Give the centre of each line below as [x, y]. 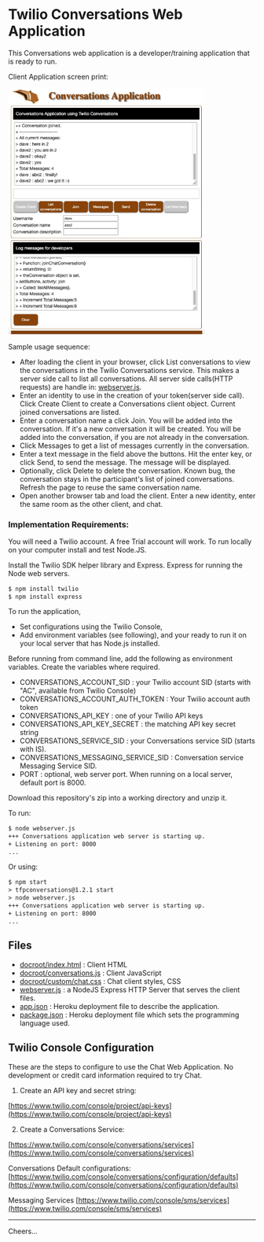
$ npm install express [45, 597]
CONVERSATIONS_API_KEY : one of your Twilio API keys [111, 715]
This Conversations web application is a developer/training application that [129, 53]
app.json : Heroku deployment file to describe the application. [119, 1006]
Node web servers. [39, 573]
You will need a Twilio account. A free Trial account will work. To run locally [130, 542]
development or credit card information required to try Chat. [105, 1075]
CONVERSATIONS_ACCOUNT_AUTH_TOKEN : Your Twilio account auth [135, 699]
